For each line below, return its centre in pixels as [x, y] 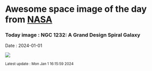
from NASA [29, 19]
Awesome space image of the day [76, 9]
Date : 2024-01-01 [24, 46]
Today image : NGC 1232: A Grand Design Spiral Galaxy [73, 35]
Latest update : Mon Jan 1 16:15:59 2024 [39, 64]
